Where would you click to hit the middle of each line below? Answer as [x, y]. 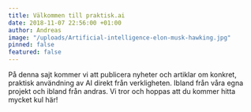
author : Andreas [35, 30]
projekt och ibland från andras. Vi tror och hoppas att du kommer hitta [122, 91]
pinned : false [32, 45]
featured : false [35, 52]
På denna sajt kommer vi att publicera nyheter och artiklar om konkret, [122, 75]
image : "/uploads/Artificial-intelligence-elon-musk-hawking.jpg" [120, 37]
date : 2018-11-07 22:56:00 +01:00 [65, 23]
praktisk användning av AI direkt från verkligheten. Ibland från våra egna [126, 83]
